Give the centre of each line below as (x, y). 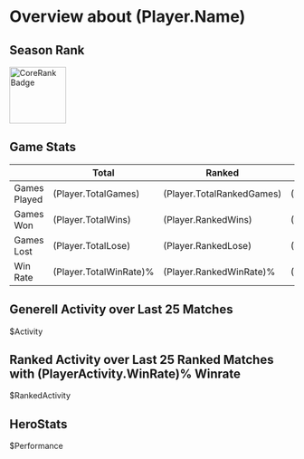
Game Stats (43, 147)
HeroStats (38, 424)
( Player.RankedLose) (207, 245)
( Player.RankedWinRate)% (219, 272)
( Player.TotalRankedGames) (222, 194)
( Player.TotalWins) (92, 219)
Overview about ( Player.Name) (128, 17)
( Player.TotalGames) (96, 194)
